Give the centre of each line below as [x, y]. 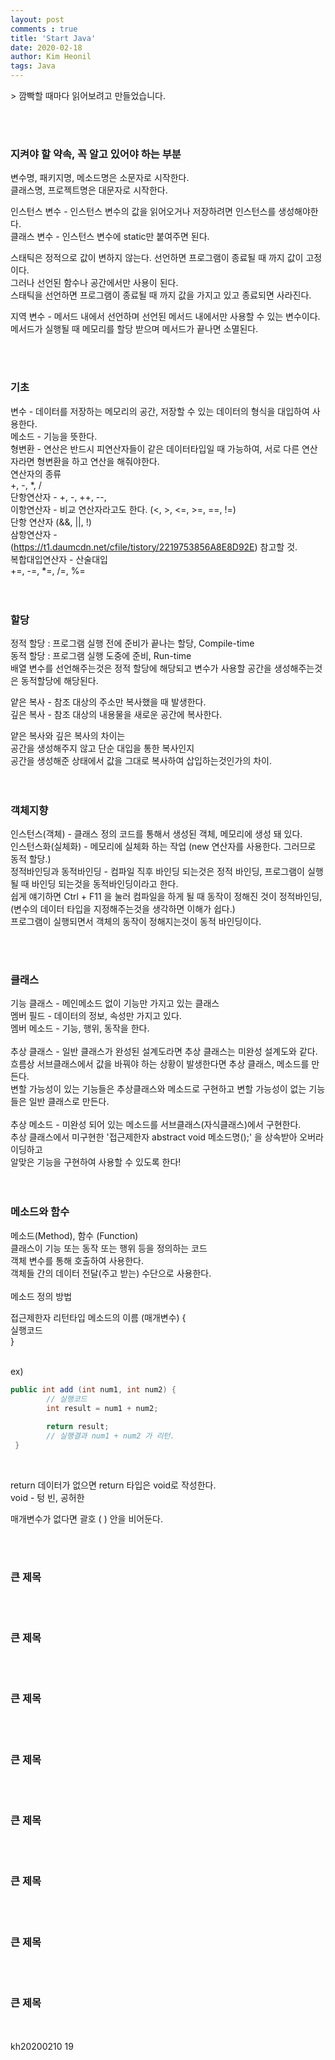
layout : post [37, 19]
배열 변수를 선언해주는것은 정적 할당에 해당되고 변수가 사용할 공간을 [141, 668]
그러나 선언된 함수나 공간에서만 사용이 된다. [94, 283]
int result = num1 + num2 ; [102, 1408]
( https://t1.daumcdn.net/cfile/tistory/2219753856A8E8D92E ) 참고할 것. [154, 547]
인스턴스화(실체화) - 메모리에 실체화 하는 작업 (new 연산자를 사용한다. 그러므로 [163, 847]
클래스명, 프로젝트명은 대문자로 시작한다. [89, 190]
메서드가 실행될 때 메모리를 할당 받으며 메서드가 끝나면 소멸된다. [134, 329]
